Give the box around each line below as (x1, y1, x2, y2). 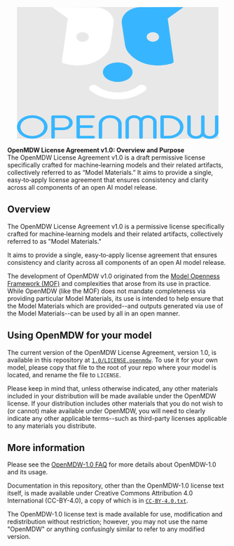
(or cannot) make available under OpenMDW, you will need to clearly (7, 406, 206, 415)
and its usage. (7, 468, 48, 476)
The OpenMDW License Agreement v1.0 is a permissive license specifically (7, 222, 225, 230)
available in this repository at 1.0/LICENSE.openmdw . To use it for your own (7, 356, 219, 364)
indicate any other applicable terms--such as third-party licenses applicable (7, 414, 228, 422)
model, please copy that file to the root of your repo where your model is (7, 363, 217, 372)
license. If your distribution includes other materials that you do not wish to (7, 399, 223, 408)
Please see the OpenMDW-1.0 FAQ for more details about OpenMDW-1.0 (7, 460, 216, 469)
